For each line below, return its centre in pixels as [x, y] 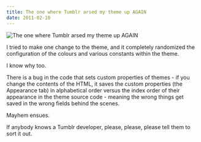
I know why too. [26, 65]
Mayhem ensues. [28, 115]
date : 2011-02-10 [28, 18]
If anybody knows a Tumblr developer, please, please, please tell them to [98, 127]
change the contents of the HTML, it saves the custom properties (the [94, 84]
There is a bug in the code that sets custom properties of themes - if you [98, 77]
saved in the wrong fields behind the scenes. [63, 103]
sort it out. [19, 133]
